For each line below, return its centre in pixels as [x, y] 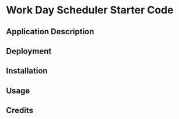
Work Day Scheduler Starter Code [90, 10]
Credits [20, 111]
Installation [27, 71]
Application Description [50, 32]
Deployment [29, 51]
